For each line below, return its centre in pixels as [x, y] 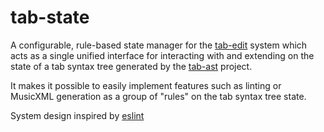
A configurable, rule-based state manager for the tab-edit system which [159, 45]
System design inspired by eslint [77, 115]
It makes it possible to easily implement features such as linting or [146, 85]
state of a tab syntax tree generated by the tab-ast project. [131, 66]
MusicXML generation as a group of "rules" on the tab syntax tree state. [158, 96]
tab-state [50, 17]
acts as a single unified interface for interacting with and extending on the [162, 55]
